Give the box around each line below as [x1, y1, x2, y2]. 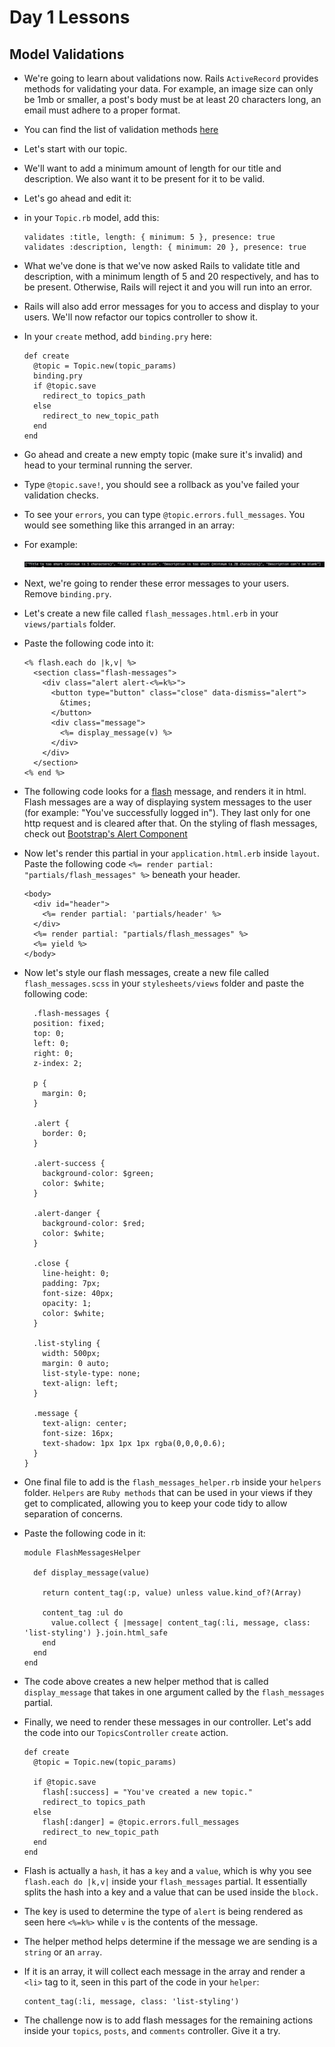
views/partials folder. [23, 618, 116, 630]
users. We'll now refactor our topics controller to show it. [23, 311, 258, 323]
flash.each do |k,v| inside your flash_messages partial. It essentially [23, 1876, 308, 1887]
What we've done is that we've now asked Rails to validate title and [23, 260, 301, 271]
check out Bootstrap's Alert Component [23, 828, 188, 840]
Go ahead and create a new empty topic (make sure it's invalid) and [23, 449, 303, 460]
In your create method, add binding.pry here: [23, 331, 212, 342]
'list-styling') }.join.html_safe [23, 1628, 168, 1638]
